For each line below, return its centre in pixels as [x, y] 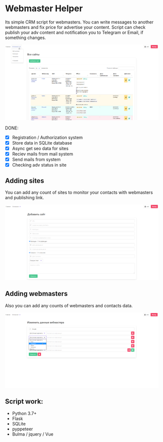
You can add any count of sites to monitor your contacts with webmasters [79, 192]
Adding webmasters [36, 294]
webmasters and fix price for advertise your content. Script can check [75, 27]
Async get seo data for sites [40, 148]
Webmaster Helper [44, 9]
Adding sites [25, 180]
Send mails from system [36, 159]
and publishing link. [25, 197]
